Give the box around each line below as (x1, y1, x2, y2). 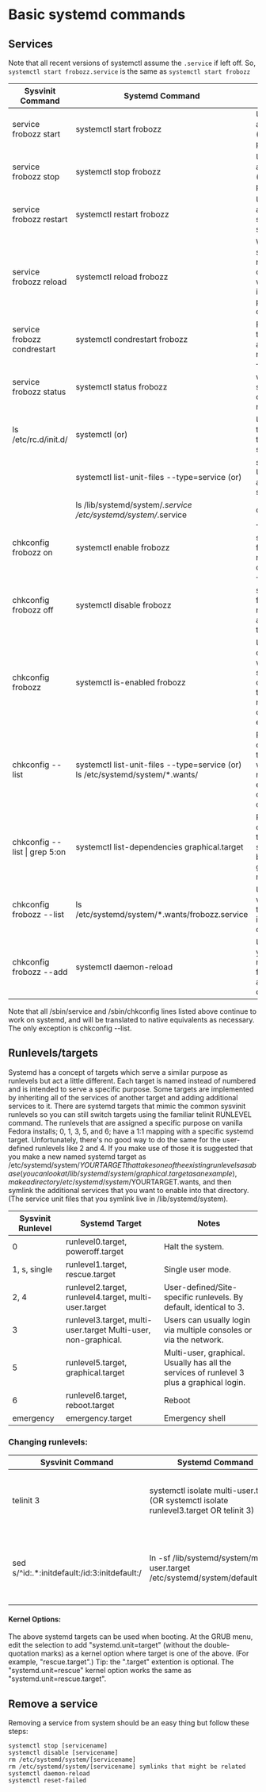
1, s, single (12, 1264, 53, 1275)
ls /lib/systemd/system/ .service (75, 500, 192, 510)
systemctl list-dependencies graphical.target (75, 842, 244, 852)
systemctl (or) (75, 429, 128, 439)
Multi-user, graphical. (163, 1347, 245, 1358)
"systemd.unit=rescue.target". (8, 1674, 107, 1683)
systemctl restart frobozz (75, 209, 169, 220)
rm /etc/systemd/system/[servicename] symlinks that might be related (8, 1763, 246, 1771)
